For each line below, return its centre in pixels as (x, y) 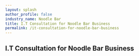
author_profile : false (29, 14)
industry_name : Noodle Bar (33, 19)
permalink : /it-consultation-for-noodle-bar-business (62, 28)
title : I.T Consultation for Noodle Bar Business (58, 24)
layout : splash (21, 10)
